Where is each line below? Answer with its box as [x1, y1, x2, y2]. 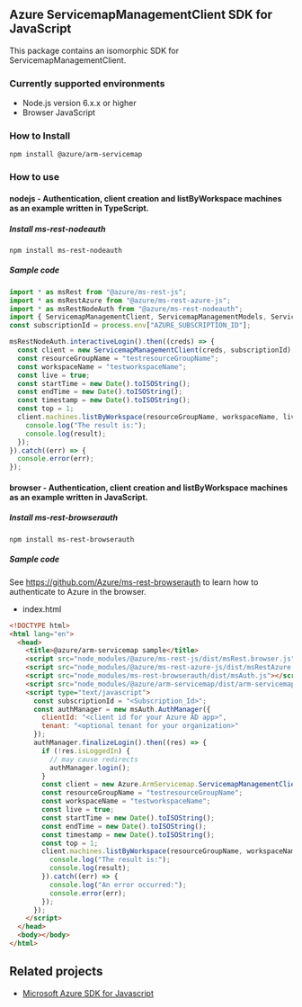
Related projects [9, 964, 103, 979]
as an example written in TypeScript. [9, 202, 150, 213]
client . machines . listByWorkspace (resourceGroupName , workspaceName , [17, 413, 280, 422]
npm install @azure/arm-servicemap [9, 150, 143, 159]
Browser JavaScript [22, 107, 96, 118]
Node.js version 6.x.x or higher [22, 98, 137, 109]
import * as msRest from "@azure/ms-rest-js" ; [9, 287, 187, 296]
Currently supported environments [9, 76, 165, 89]
